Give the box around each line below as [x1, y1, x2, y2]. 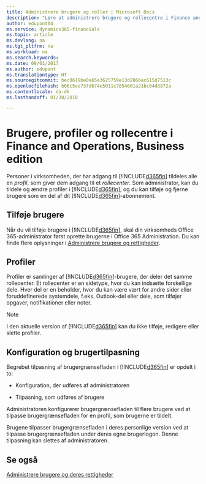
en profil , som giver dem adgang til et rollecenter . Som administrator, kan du [6, 179, 199, 186]
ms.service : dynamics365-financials [6, 26, 100, 32]
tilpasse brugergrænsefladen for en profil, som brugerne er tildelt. [6, 412, 173, 420]
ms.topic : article [6, 32, 53, 38]
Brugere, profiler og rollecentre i [6, 126, 174, 140]
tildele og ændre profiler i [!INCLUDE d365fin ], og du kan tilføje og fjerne [6, 185, 188, 193]
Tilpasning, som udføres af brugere [15, 393, 105, 401]
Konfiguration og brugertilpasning [6, 347, 140, 357]
